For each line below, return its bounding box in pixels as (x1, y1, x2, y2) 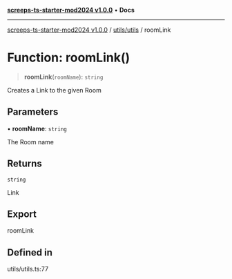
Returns (7, 158, 43, 170)
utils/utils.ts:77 (7, 265, 49, 273)
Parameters (7, 106, 59, 118)
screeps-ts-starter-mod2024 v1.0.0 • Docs (7, 6, 135, 14)
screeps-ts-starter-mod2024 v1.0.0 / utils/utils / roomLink (7, 26, 171, 34)
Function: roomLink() (7, 50, 130, 66)
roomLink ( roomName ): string (23, 73, 104, 81)
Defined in (7, 247, 53, 258)
